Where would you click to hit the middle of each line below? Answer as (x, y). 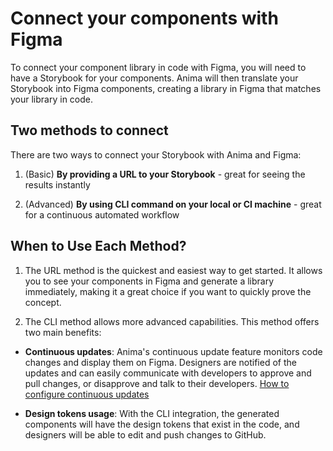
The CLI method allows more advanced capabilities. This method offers (172, 321)
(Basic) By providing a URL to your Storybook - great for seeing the (165, 174)
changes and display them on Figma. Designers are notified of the (160, 362)
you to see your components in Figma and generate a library (149, 281)
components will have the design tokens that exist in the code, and (162, 424)
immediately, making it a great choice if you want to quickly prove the (168, 291)
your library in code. (52, 99)
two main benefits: (63, 332)
